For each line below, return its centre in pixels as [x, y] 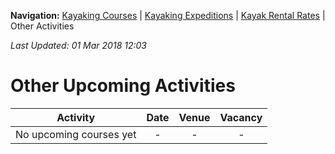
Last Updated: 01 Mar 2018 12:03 [78, 45]
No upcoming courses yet [76, 134]
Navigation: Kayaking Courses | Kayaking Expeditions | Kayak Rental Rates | [168, 15]
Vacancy [241, 117]
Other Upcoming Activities [123, 86]
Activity [76, 117]
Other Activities [42, 26]
